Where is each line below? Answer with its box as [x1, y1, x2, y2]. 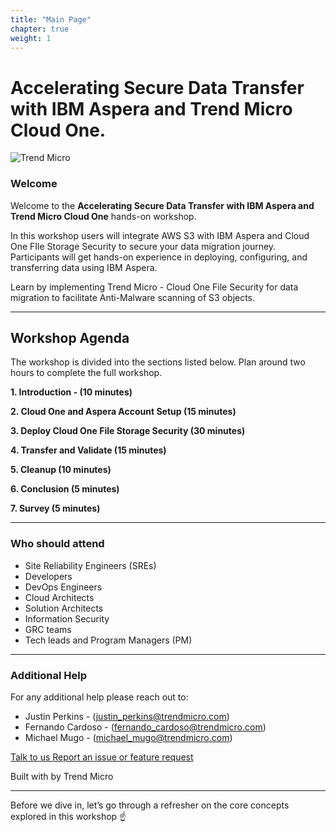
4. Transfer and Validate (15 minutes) [10, 444, 167, 456]
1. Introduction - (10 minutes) [10, 386, 133, 398]
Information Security [24, 612, 110, 625]
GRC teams [24, 623, 72, 635]
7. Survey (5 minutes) [10, 502, 101, 515]
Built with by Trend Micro [10, 771, 114, 783]
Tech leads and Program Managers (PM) [24, 634, 193, 646]
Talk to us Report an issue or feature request [10, 751, 194, 763]
